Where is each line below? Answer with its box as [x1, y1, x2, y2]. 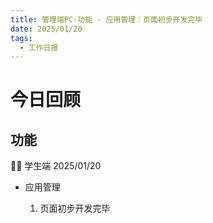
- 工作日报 [19, 42, 59, 53]
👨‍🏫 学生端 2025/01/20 [10, 160, 102, 172]
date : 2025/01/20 [10, 24, 83, 34]
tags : [10, 33, 33, 43]
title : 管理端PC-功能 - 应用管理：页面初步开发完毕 [10, 14, 203, 25]
